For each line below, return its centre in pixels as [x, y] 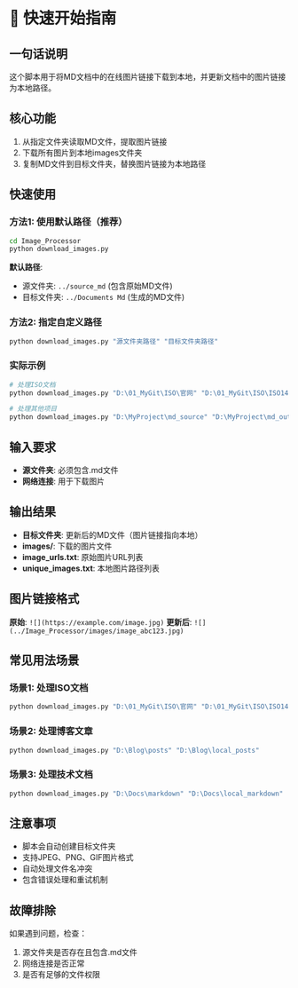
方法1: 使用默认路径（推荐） [68, 222]
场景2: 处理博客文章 [51, 731]
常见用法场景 [44, 661]
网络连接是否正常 [53, 963]
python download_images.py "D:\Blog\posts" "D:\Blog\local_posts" [134, 750]
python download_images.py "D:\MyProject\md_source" [109, 417]
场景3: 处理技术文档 [51, 775]
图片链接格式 [44, 599]
